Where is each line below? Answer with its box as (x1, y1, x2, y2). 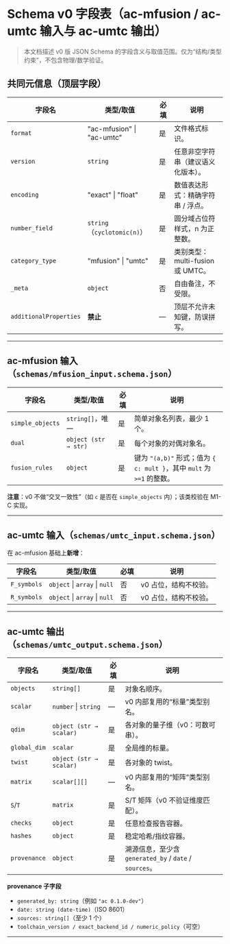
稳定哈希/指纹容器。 (125, 832, 190, 841)
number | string (52, 702, 101, 712)
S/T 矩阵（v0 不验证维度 (125, 796, 203, 806)
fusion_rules (10, 463, 53, 472)
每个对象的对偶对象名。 (133, 438, 210, 448)
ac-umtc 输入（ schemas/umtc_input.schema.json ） (7, 529, 220, 541)
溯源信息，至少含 (125, 845, 180, 854)
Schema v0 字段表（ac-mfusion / (7, 6, 199, 22)
